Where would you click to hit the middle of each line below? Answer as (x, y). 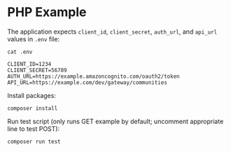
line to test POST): (34, 129)
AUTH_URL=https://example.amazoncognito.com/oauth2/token (93, 76)
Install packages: (31, 95)
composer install (33, 108)
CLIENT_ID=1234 (29, 64)
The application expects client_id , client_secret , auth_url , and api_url (112, 32)
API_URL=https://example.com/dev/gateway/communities (87, 82)
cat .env (20, 52)
